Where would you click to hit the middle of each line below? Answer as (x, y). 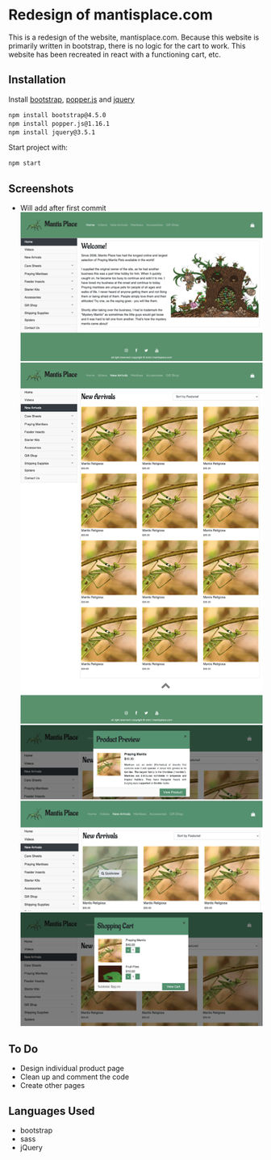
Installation (37, 80)
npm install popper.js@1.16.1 (59, 124)
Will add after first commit (63, 208)
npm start (25, 163)
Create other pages (52, 1086)
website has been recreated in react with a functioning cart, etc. (115, 54)
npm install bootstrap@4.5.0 (57, 115)
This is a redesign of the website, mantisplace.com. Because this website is (134, 37)
